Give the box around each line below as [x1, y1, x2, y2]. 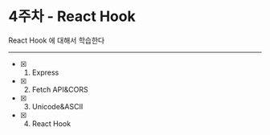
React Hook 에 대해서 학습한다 [8, 35, 105, 45]
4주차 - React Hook [8, 7, 136, 26]
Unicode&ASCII [31, 101, 84, 111]
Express [31, 67, 59, 77]
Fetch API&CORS [31, 84, 88, 94]
